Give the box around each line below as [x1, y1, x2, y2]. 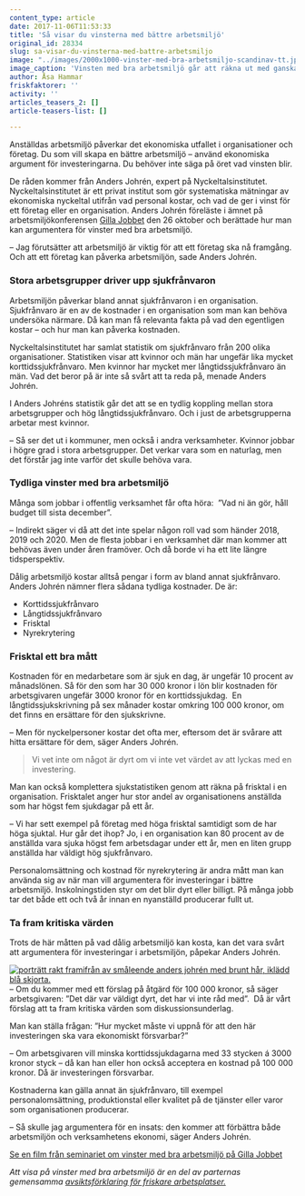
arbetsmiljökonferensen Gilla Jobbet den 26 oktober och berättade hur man [9, 214, 292, 225]
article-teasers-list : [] [9, 106, 107, 115]
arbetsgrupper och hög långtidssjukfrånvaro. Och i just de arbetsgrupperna [9, 407, 292, 418]
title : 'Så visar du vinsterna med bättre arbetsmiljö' [9, 30, 225, 39]
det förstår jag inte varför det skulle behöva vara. [9, 453, 192, 464]
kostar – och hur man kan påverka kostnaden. [9, 324, 181, 334]
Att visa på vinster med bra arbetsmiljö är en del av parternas [9, 1167, 241, 1178]
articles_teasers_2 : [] [9, 97, 100, 107]
